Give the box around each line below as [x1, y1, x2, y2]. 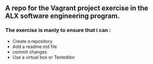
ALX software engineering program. [5, 12, 120, 20]
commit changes [12, 48, 47, 54]
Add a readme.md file [12, 43, 57, 49]
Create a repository [12, 38, 52, 44]
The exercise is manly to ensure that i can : [5, 27, 111, 34]
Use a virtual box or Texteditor [12, 54, 75, 60]
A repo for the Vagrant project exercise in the [5, 4, 148, 12]
